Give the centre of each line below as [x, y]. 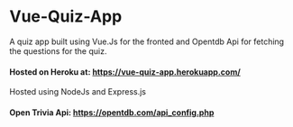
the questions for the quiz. [58, 50]
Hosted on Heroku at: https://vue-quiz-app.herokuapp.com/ [125, 72]
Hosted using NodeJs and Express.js [78, 92]
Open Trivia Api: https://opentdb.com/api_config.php [112, 112]
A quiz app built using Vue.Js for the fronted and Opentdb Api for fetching [147, 41]
